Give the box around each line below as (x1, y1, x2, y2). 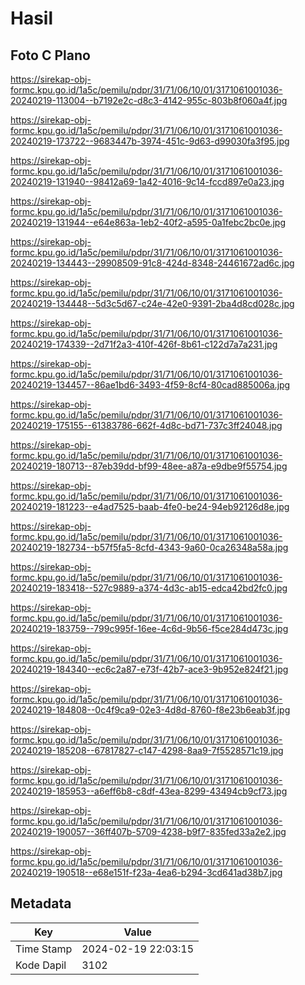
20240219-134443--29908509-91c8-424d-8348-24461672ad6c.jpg (10, 257, 295, 269)
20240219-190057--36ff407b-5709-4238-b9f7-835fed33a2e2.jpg (10, 826, 287, 837)
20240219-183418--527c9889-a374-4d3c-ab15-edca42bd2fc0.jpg (10, 582, 288, 594)
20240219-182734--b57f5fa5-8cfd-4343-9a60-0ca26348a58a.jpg (10, 542, 289, 553)
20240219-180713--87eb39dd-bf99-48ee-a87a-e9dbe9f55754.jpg (10, 460, 288, 472)
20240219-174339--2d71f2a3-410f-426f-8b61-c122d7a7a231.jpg (10, 338, 278, 350)
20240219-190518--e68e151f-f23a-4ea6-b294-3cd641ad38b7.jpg (10, 867, 283, 878)
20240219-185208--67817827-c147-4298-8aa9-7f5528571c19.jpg (10, 745, 284, 756)
